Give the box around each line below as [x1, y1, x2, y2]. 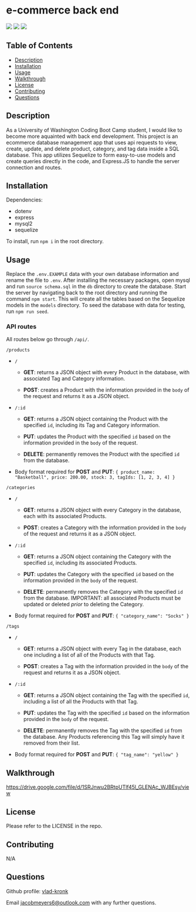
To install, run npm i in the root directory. [6, 238, 104, 245]
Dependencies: [6, 196, 43, 203]
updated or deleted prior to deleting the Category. [23, 601, 144, 608]
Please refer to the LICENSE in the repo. [6, 823, 103, 830]
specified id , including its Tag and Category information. [23, 422, 160, 429]
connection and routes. [6, 164, 63, 171]
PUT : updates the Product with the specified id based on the [23, 433, 171, 440]
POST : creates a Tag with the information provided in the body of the [23, 663, 189, 670]
